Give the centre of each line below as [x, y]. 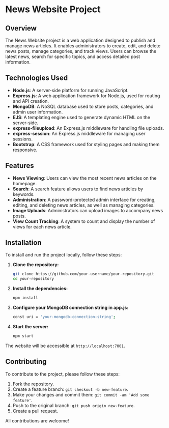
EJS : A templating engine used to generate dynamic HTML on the [81, 117]
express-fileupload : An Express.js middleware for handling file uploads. [88, 128]
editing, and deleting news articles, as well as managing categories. [84, 205]
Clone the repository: [36, 265]
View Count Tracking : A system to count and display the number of [84, 221]
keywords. [23, 194]
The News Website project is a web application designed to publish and [80, 40]
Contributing [26, 362]
